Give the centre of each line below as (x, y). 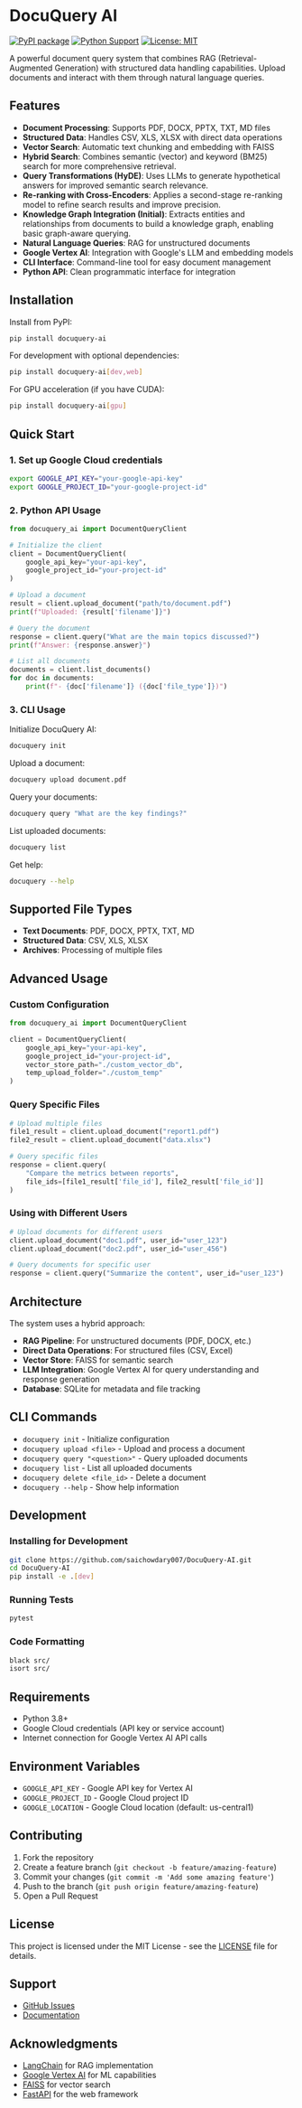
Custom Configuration (59, 1004)
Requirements (50, 1696)
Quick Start (42, 434)
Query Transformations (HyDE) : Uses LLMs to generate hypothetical (151, 175)
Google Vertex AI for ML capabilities (89, 2075)
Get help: (26, 865)
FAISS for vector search (66, 2085)
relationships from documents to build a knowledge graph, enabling (148, 223)
